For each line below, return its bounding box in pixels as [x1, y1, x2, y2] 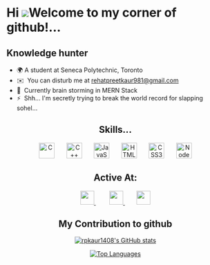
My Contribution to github [58, 218, 173, 230]
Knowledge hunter [6, 47, 88, 59]
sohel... [16, 104, 38, 112]
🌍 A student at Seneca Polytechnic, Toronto [16, 66, 143, 74]
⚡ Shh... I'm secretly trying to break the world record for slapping [16, 94, 203, 102]
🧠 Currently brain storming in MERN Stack [16, 86, 137, 94]
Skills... [99, 124, 132, 136]
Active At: [93, 172, 137, 184]
